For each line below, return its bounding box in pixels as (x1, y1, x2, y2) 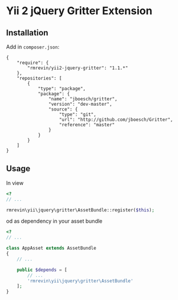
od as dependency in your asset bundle (6, 217, 103, 225)
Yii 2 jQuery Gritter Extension (6, 4, 153, 18)
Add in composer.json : (6, 43, 60, 50)
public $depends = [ (17, 267, 67, 273)
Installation (6, 28, 48, 38)
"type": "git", (59, 112, 96, 118)
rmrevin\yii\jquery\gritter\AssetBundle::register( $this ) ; (6, 207, 155, 213)
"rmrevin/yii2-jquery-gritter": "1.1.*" (27, 65, 128, 71)
